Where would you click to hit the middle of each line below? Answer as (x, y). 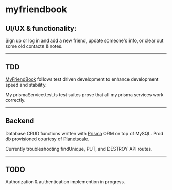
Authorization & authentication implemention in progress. (65, 182)
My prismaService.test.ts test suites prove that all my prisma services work (84, 94)
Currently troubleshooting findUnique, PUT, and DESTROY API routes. (79, 149)
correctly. (15, 100)
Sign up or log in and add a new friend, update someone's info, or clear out (84, 40)
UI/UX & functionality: (41, 28)
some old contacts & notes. (34, 46)
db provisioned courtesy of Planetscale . (47, 139)
